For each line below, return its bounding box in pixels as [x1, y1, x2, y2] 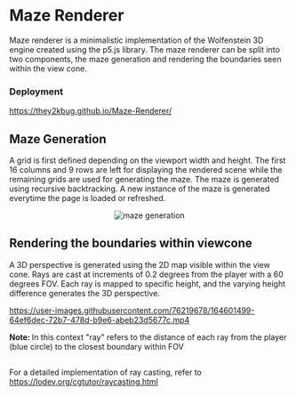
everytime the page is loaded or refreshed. [9, 193, 166, 204]
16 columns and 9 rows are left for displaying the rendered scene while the [9, 165, 283, 175]
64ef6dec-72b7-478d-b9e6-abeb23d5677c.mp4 [9, 314, 190, 325]
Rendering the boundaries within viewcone [9, 236, 253, 251]
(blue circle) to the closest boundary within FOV [9, 341, 184, 352]
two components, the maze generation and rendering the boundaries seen [9, 53, 282, 64]
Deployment [9, 85, 64, 98]
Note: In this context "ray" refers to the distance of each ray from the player [9, 331, 287, 343]
